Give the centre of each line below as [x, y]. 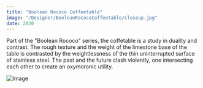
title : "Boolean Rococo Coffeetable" [55, 12]
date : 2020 [20, 23]
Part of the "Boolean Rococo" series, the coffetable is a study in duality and [102, 41]
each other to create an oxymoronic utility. [60, 67]
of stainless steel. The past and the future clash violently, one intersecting [100, 60]
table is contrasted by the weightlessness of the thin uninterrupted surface [101, 54]
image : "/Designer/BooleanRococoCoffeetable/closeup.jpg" [82, 18]
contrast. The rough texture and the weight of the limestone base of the [97, 47]
